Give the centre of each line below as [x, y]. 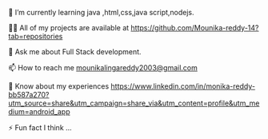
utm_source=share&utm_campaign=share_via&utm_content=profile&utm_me [134, 103]
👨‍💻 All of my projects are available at [69, 28]
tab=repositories [36, 36]
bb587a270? [29, 95]
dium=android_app [39, 111]
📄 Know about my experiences [59, 86]
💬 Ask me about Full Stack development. [75, 52]
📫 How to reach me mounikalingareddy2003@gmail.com [103, 68]
